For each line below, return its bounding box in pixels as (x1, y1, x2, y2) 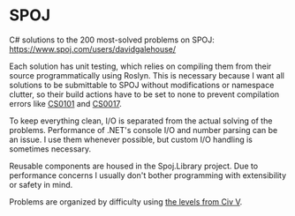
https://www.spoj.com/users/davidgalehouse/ (9, 43, 177, 54)
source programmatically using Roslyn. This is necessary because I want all (9, 70, 285, 80)
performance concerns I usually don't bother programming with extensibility (9, 169, 287, 181)
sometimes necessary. (9, 143, 91, 154)
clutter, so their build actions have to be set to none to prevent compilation (9, 89, 280, 100)
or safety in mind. (9, 179, 73, 190)
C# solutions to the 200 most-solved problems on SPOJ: (9, 34, 215, 45)
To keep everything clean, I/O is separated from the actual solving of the (9, 115, 273, 126)
